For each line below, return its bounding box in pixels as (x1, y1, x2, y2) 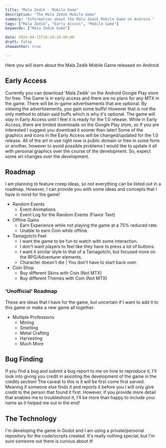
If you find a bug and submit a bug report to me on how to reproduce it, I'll (5, 368, 157, 374)
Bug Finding (5, 355, 43, 364)
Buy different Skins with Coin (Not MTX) (19, 270, 102, 276)
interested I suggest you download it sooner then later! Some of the (5, 127, 143, 133)
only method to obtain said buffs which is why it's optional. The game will (5, 111, 156, 117)
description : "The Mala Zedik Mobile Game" (5, 12, 97, 17)
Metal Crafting (19, 330, 50, 336)
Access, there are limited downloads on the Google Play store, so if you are (5, 122, 159, 128)
